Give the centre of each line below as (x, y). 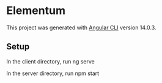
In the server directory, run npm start (53, 73)
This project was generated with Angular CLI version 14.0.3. (81, 27)
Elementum (36, 11)
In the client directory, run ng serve (50, 61)
